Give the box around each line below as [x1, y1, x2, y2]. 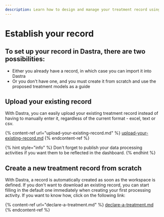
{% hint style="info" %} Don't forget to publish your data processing [5, 145, 143, 151]
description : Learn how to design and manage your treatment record [5, 7, 147, 12]
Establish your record [5, 28, 94, 39]
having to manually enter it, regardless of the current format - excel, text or [5, 115, 156, 122]
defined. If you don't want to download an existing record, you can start [5, 182, 149, 188]
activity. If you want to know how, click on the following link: [5, 193, 125, 199]
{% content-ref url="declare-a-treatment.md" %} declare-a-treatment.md [5, 202, 154, 208]
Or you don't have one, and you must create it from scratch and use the [12, 78, 156, 84]
